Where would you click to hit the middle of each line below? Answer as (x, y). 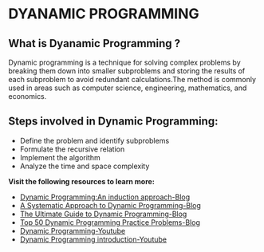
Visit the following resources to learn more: (82, 181)
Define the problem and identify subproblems (95, 140)
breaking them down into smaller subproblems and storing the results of (127, 71)
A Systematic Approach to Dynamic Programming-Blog (110, 205)
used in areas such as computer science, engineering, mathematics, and (128, 88)
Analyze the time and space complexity (85, 166)
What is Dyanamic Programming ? (95, 43)
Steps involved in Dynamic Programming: (113, 122)
